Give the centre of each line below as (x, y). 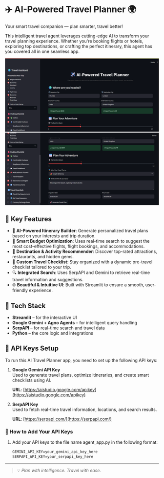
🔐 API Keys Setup (32, 349)
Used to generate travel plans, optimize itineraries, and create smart (81, 375)
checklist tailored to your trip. (42, 267)
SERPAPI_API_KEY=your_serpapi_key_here (53, 457)
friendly (20, 290)
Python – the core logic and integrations (53, 333)
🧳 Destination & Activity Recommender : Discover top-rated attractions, (84, 251)
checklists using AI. (32, 380)
